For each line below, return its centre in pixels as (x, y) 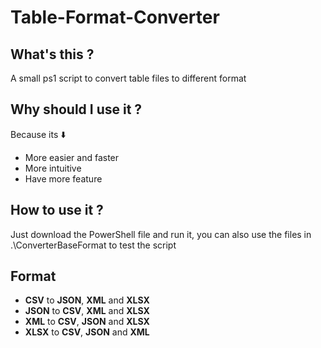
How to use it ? (57, 210)
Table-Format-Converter (115, 17)
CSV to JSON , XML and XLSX (87, 300)
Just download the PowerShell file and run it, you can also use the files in (161, 234)
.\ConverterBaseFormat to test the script (93, 245)
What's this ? (52, 54)
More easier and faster (72, 157)
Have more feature (63, 178)
